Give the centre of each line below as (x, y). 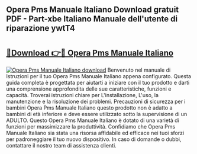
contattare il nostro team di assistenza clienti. (61, 145)
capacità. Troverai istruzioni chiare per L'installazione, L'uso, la (82, 95)
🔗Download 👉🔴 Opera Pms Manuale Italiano (90, 53)
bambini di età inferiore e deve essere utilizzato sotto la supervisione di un (97, 114)
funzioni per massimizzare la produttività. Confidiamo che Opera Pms (91, 126)
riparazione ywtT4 (41, 28)
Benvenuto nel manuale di (139, 70)
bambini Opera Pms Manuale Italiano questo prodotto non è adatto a (89, 108)
